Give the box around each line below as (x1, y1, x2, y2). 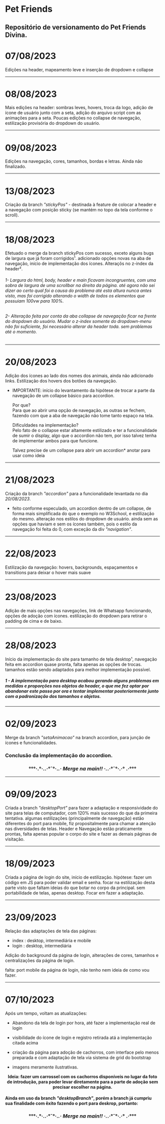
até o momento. (5, 329, 37, 335)
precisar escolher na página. (53, 1084, 112, 1090)
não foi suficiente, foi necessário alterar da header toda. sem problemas (5, 323, 153, 330)
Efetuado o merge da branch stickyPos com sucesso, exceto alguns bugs (5, 250, 154, 256)
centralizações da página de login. (5, 957, 75, 963)
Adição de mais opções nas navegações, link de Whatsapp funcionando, (5, 607, 152, 613)
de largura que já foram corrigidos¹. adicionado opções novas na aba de (5, 256, 151, 261)
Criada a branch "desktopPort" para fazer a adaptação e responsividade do (5, 805, 158, 810)
